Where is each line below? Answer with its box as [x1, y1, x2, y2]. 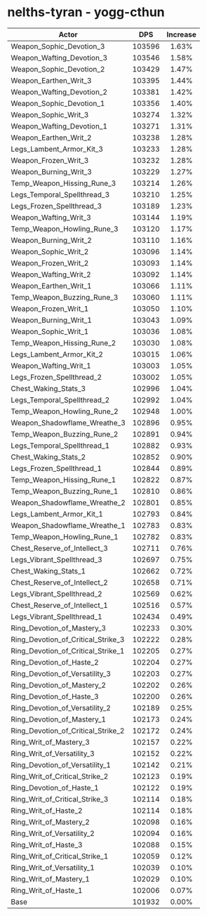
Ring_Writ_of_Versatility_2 [11, 828, 95, 838]
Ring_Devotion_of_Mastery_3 [11, 623, 107, 632]
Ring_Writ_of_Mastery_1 [11, 874, 90, 884]
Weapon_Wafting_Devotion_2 [11, 87, 107, 97]
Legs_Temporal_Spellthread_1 [11, 440, 110, 450]
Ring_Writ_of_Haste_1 [11, 885, 83, 895]
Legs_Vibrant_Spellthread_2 [11, 589, 103, 599]
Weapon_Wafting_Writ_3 [11, 212, 91, 222]
